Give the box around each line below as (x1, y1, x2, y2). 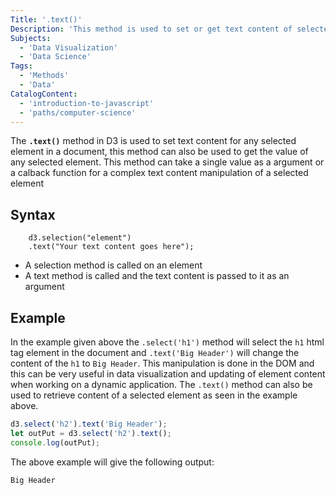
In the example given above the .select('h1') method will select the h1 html (10, 336, 325, 348)
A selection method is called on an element (24, 259, 203, 271)
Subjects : (10, 33, 52, 43)
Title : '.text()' (10, 14, 83, 25)
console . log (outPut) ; (10, 437, 101, 448)
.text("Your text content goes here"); (28, 242, 195, 252)
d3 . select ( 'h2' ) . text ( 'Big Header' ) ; (10, 419, 168, 429)
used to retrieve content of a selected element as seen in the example (10, 389, 298, 401)
